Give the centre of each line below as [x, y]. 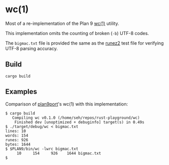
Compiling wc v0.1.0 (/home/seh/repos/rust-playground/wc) [76, 118]
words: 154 [17, 136]
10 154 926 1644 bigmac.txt [59, 153]
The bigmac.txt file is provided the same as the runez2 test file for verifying [84, 43]
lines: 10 [16, 131]
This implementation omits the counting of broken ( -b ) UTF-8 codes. [77, 33]
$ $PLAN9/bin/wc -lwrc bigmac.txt [42, 149]
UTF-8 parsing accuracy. [32, 48]
